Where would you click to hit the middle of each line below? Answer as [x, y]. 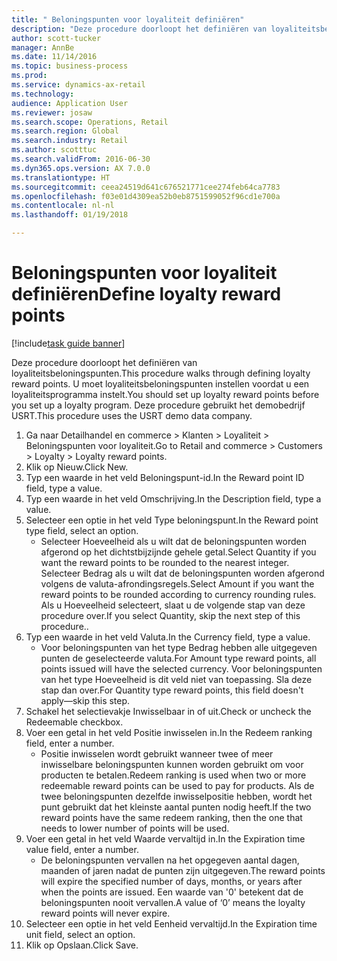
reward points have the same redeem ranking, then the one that [171, 817]
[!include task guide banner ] [68, 343]
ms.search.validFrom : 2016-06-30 [81, 159]
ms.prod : [29, 76]
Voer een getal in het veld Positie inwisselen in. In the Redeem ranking [169, 732]
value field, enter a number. [82, 849]
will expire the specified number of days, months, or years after [171, 881]
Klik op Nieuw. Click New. [77, 467]
